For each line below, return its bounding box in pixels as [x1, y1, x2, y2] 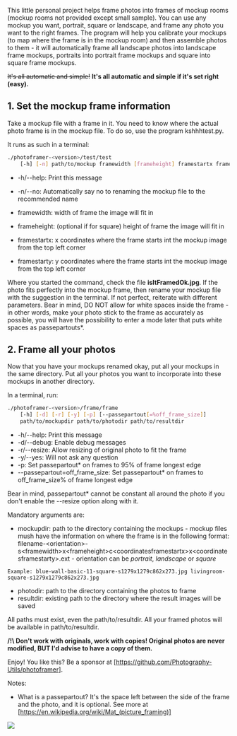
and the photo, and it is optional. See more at [17, 700, 149, 708]
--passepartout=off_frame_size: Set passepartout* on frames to [17, 468, 204, 477]
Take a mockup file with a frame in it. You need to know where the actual [7, 119, 219, 127]
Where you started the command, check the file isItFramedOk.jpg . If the [7, 278, 219, 286]
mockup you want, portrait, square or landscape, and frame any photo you [7, 21, 224, 29]
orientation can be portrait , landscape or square [75, 554, 217, 563]
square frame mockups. [7, 59, 77, 66]
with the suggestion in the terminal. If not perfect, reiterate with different [7, 293, 217, 301]
